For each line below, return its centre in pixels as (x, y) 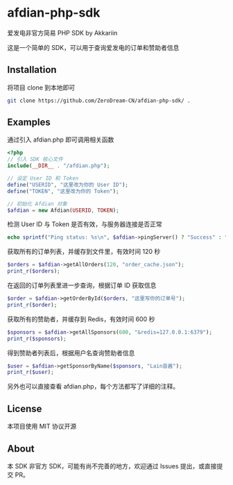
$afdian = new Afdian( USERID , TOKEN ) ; (63, 210)
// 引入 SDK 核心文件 (35, 160)
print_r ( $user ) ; (31, 373)
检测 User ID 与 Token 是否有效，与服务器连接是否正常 (85, 224)
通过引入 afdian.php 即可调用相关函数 (61, 139)
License (25, 408)
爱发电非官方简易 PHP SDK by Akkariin (62, 33)
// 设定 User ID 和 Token (43, 178)
